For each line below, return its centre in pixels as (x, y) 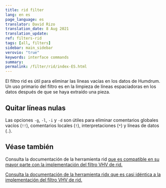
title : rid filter (25, 10)
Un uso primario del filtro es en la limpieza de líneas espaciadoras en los (81, 86)
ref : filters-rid (24, 39)
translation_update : (27, 34)
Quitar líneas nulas (35, 108)
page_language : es (25, 19)
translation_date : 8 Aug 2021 (37, 29)
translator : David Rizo (30, 24)
